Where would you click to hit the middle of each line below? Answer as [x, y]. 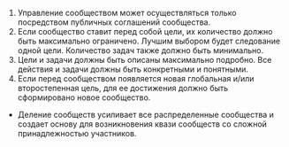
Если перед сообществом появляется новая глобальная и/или [136, 78]
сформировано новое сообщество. [84, 97]
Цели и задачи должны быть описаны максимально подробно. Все [144, 60]
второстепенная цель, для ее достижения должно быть [123, 88]
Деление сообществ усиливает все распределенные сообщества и [145, 115]
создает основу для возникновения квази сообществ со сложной [142, 124]
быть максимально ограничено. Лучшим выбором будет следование [149, 41]
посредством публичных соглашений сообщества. [114, 22]
